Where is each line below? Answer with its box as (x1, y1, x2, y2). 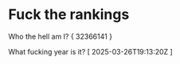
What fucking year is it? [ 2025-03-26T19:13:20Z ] (8, 47, 173, 56)
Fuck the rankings (8, 6, 130, 24)
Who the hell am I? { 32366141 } (8, 32, 113, 41)
